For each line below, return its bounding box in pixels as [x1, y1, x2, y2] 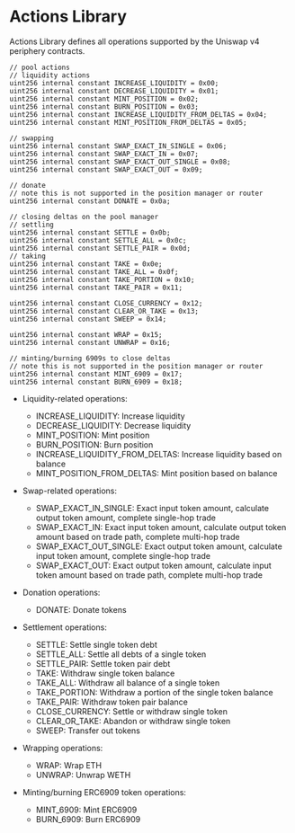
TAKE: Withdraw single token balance [35, 668, 175, 678]
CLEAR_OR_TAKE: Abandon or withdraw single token [35, 715, 231, 726]
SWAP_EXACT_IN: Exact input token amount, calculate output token [35, 521, 287, 532]
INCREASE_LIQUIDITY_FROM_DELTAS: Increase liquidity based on [35, 448, 282, 459]
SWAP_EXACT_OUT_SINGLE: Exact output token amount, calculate [35, 541, 283, 552]
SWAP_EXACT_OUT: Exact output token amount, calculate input [35, 560, 272, 571]
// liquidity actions [9, 70, 91, 80]
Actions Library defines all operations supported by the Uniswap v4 [9, 36, 260, 47]
